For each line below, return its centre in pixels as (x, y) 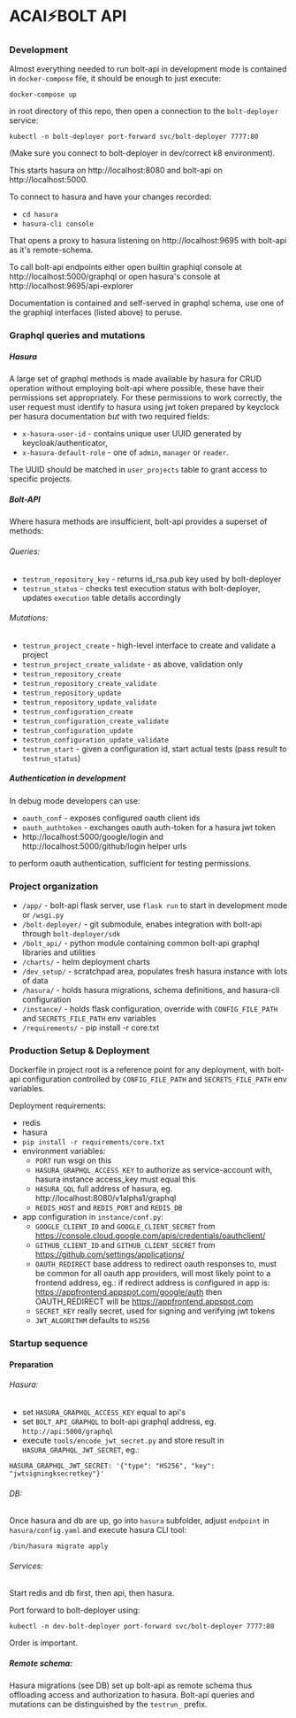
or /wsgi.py (43, 915)
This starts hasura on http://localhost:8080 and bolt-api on (116, 170)
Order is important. (43, 1643)
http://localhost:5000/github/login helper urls (104, 846)
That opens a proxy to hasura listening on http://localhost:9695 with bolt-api (148, 241)
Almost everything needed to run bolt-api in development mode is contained (148, 69)
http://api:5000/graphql (68, 1432)
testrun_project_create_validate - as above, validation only (132, 664)
